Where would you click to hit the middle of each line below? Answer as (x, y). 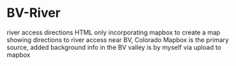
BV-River (34, 13)
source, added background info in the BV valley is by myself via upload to (114, 47)
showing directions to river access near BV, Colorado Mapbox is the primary (118, 39)
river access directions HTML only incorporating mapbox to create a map (113, 32)
